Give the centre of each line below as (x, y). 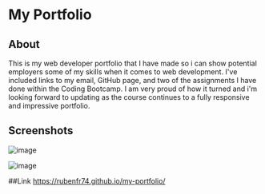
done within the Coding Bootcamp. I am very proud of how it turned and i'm (133, 89)
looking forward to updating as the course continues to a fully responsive (129, 97)
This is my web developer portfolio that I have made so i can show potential (133, 63)
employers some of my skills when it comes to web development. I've (123, 72)
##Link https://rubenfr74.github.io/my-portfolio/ (87, 180)
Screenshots (41, 131)
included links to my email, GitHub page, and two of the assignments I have (132, 80)
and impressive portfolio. (49, 106)
